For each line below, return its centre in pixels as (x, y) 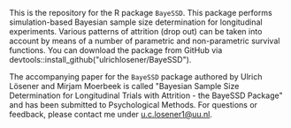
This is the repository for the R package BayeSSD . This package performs (141, 13)
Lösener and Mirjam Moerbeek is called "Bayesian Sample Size (124, 86)
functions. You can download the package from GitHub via (116, 50)
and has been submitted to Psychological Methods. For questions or (134, 105)
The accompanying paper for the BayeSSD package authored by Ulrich (136, 77)
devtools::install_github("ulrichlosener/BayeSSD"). (100, 60)
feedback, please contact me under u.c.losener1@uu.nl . (111, 114)
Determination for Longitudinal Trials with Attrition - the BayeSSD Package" (146, 95)
